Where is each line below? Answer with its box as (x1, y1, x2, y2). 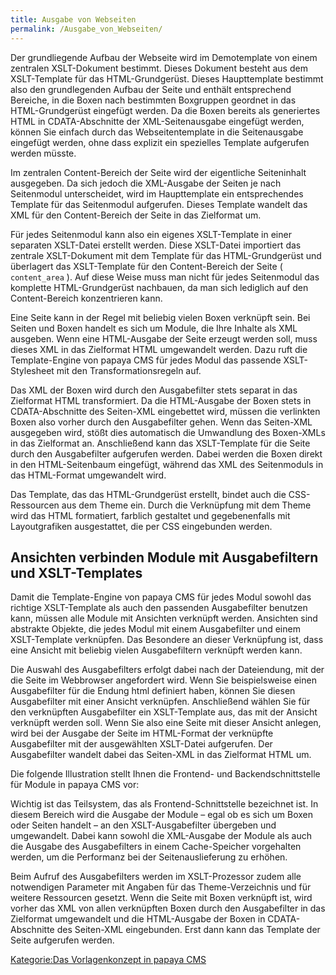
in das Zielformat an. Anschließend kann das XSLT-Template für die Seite (10, 437, 311, 449)
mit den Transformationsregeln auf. (56, 364, 202, 376)
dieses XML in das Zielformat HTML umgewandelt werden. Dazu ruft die (10, 343, 308, 355)
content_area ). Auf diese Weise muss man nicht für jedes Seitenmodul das (10, 271, 320, 283)
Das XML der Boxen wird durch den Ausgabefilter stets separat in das (10, 384, 298, 396)
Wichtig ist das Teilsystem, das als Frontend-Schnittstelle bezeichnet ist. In (10, 798, 319, 810)
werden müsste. (10, 147, 77, 159)
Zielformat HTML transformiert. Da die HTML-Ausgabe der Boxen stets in (10, 394, 312, 406)
